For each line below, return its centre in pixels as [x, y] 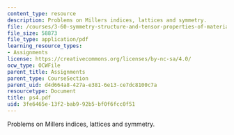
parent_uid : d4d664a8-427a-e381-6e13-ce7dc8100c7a [82, 85]
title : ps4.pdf [29, 98]
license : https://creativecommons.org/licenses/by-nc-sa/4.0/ [99, 59]
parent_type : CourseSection [48, 78]
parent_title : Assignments [46, 72]
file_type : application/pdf [48, 40]
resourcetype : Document [42, 91]
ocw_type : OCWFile [34, 65]
